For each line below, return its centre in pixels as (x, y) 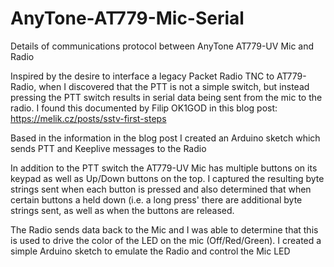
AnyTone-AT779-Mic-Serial (127, 18)
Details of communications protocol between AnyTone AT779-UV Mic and (162, 46)
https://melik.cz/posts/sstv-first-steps (88, 118)
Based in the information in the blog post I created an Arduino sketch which (165, 138)
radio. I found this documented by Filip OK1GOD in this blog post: (144, 108)
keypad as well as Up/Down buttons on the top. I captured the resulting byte (167, 178)
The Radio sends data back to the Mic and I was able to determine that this (164, 229)
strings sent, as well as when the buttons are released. (122, 210)
